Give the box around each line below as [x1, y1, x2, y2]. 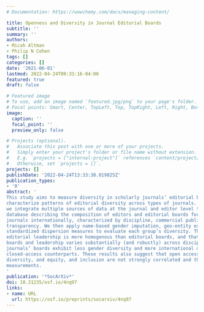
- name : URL [6, 291, 36, 297]
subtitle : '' [6, 26, 39, 32]
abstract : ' [6, 189, 36, 195]
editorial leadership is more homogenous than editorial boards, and [6, 234, 186, 240]
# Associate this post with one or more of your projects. [6, 144, 165, 150]
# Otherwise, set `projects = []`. [6, 161, 102, 167]
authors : [6, 37, 29, 43]
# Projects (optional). [6, 138, 67, 144]
